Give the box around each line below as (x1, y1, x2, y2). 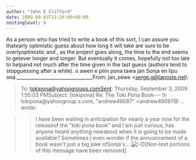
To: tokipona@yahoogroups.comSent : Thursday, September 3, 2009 (20, 85, 188, 92)
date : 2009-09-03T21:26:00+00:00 (6, 14, 89, 20)
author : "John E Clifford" (6, 8, 73, 15)
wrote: (20, 104, 37, 111)
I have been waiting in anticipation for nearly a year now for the (35, 116, 190, 123)
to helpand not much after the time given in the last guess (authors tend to (6, 61, 188, 68)
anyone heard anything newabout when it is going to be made (35, 128, 187, 135)
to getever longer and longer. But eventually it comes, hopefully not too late (6, 55, 190, 62)
